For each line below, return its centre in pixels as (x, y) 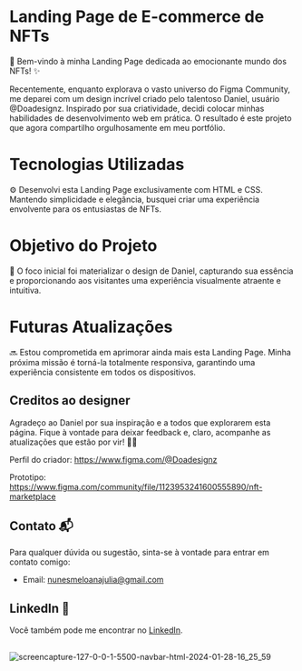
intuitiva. (25, 290)
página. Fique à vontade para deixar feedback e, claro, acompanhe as (140, 432)
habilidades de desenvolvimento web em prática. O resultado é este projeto (151, 118)
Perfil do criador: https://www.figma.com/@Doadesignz (113, 459)
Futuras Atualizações (91, 327)
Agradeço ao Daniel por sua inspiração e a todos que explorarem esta (140, 422)
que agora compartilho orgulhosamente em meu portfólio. (117, 127)
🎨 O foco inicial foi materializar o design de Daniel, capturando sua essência (151, 271)
